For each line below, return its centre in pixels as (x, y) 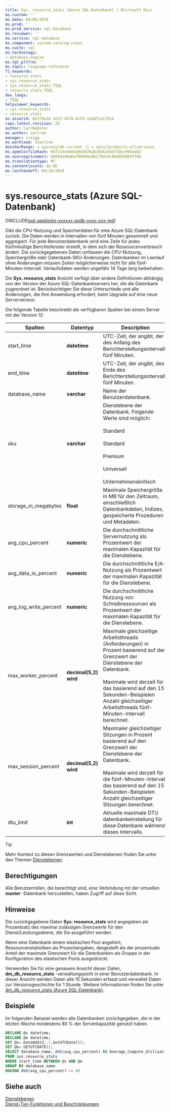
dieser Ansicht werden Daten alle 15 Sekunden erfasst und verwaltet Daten (83, 979)
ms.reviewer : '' (22, 34)
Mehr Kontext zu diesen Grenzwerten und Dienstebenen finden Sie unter (81, 854)
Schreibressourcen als (130, 604)
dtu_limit (18, 823)
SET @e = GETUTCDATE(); (29, 1047)
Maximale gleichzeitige (130, 631)
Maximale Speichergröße (133, 490)
